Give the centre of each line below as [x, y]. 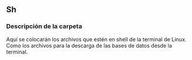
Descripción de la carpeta [44, 26]
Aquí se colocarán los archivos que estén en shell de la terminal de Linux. [96, 39]
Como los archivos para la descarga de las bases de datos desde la [89, 45]
